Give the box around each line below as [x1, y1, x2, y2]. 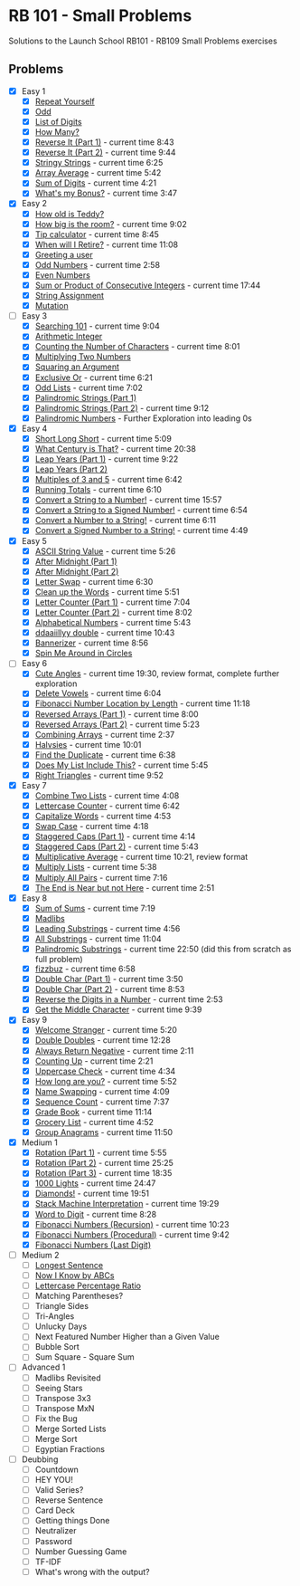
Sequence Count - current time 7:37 [34, 1096, 170, 1107]
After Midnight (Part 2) [34, 566, 119, 577]
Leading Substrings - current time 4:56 [34, 922, 181, 933]
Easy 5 [21, 535, 47, 546]
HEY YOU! [34, 1475, 74, 1486]
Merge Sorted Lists [34, 1423, 107, 1434]
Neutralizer [34, 1525, 78, 1536]
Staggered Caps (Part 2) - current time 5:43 [34, 841, 200, 852]
